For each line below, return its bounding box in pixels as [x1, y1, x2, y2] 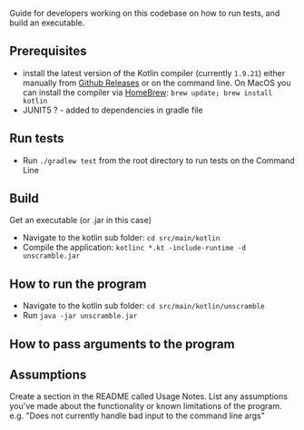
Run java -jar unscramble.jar [22, 310, 138, 321]
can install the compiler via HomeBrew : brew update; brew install [22, 86, 273, 98]
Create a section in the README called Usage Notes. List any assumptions [9, 391, 289, 402]
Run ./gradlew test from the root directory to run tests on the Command [22, 154, 295, 166]
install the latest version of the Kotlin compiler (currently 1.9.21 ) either [22, 67, 286, 78]
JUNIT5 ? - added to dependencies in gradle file [22, 104, 203, 115]
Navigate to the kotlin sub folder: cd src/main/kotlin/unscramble [22, 300, 265, 311]
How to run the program [9, 276, 147, 291]
